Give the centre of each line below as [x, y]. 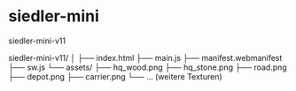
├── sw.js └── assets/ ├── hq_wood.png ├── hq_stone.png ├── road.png [148, 67]
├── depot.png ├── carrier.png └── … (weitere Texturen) [115, 76]
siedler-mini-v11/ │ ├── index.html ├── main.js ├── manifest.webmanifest [145, 57]
